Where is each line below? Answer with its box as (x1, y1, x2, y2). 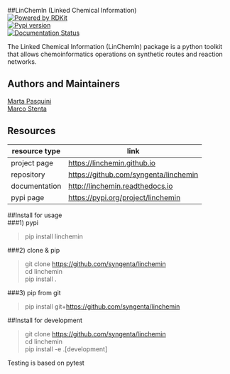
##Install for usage (7, 211, 62, 219)
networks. (7, 57, 37, 66)
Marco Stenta (7, 104, 48, 113)
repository (11, 170, 45, 180)
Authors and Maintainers (7, 78, 121, 90)
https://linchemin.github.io (68, 158, 156, 167)
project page (11, 158, 54, 167)
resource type (11, 145, 61, 155)
